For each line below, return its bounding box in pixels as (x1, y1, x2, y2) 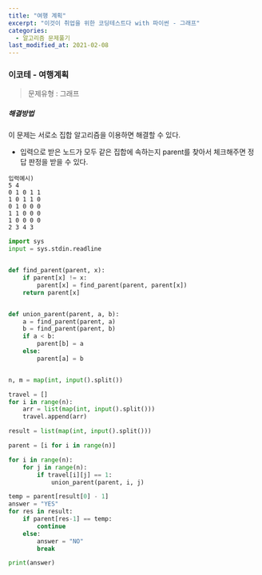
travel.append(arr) (22, 413, 88, 421)
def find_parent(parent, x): (8, 267, 105, 275)
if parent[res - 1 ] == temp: (22, 515, 113, 523)
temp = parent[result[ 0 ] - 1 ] (8, 493, 109, 501)
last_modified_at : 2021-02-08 (8, 42, 109, 50)
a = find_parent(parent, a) (22, 317, 116, 326)
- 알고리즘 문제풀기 (15, 34, 70, 42)
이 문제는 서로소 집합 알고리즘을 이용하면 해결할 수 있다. (8, 130, 181, 140)
